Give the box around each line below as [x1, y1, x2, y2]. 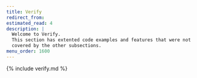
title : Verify [6, 8, 42, 15]
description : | [6, 25, 45, 32]
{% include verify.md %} [6, 65, 68, 72]
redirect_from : [6, 15, 45, 21]
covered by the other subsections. [12, 43, 102, 49]
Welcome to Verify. [12, 31, 61, 37]
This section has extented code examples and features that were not [12, 37, 191, 43]
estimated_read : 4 [6, 20, 53, 26]
